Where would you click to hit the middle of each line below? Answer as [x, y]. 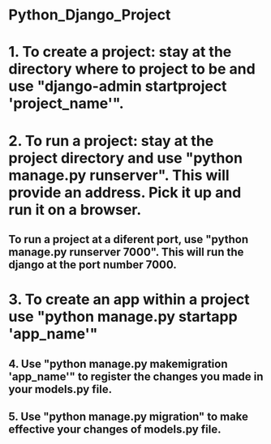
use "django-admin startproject [118, 86]
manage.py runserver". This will [119, 175]
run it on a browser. [75, 209]
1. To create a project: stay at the [120, 52]
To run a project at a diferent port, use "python [129, 239]
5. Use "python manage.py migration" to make [129, 416]
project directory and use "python [126, 158]
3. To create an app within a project [129, 299]
